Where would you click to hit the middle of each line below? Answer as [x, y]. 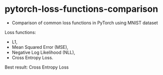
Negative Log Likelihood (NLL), [43, 52]
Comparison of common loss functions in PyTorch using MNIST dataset [85, 23]
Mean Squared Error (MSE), [40, 47]
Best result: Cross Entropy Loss [37, 67]
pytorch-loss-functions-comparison [81, 9]
